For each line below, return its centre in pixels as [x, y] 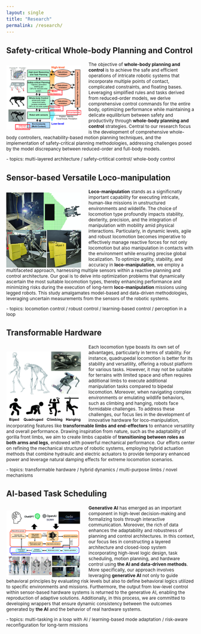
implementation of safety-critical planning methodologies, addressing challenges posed [99, 143]
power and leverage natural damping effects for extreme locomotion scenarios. [90, 459]
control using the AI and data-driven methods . [138, 564]
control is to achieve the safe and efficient [133, 70]
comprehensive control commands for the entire [140, 104]
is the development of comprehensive [129, 132]
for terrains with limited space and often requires [140, 375]
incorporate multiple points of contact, [129, 81]
